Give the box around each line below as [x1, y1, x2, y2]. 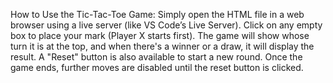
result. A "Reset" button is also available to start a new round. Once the [10, 51, 303, 63]
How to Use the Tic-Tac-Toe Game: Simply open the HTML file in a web [10, 9, 305, 20]
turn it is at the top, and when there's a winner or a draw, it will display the [10, 40, 315, 52]
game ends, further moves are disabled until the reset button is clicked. [10, 62, 304, 73]
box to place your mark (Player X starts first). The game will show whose [10, 30, 310, 41]
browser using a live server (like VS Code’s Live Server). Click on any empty [10, 19, 323, 31]
